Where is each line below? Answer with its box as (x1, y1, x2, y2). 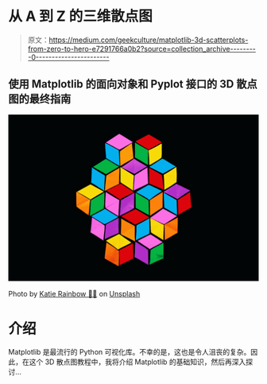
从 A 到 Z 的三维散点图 (8, 7, 153, 25)
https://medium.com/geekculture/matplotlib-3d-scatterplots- (48, 35, 249, 45)
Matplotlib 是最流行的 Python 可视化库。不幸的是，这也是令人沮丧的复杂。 (8, 347, 251, 357)
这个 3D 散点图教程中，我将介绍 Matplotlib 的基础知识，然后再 (29, 357, 232, 367)
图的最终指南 (8, 92, 72, 106)
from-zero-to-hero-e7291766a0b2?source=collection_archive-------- (27, 44, 257, 53)
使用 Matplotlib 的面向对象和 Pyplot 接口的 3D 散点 (8, 77, 257, 91)
